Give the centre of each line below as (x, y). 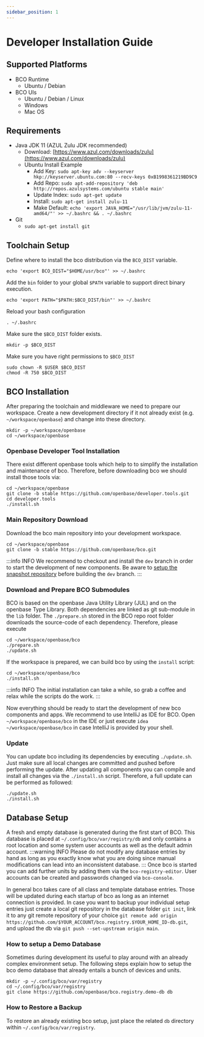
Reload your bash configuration (46, 312)
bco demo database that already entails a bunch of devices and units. (94, 971)
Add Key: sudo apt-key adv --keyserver (84, 171)
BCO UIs (26, 92)
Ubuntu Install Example (53, 165)
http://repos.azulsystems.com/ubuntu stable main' (99, 189)
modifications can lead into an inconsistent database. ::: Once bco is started (102, 865)
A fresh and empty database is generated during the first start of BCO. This (101, 832)
